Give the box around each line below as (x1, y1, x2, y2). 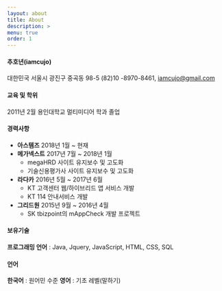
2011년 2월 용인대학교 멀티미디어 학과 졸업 (7, 107, 121, 116)
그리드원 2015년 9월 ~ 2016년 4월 (16, 201, 109, 209)
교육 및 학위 (7, 90, 38, 99)
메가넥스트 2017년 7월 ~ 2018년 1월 (16, 149, 113, 157)
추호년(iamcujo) (7, 58, 52, 66)
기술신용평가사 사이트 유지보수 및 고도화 (27, 166, 134, 175)
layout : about (7, 10, 48, 17)
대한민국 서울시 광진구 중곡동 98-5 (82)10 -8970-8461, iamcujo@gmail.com (7, 74, 215, 82)
